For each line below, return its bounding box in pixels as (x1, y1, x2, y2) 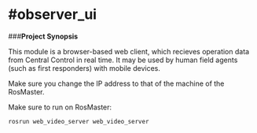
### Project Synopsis (8, 31, 79, 41)
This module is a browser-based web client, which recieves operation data (8, 46, 250, 56)
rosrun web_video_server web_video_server (8, 117, 149, 125)
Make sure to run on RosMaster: (8, 102, 112, 112)
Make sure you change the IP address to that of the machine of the (8, 79, 225, 88)
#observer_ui (8, 6, 97, 24)
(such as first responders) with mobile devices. (8, 63, 161, 72)
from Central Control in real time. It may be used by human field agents (8, 55, 238, 65)
